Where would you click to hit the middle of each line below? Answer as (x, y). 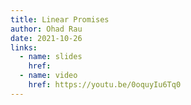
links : (24, 47)
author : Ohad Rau (46, 29)
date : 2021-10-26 (46, 38)
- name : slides (51, 57)
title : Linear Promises (60, 19)
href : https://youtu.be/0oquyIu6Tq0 (105, 85)
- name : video (48, 76)
